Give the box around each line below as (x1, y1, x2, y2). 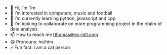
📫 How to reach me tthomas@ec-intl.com (10, 31, 99, 37)
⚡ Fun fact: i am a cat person (10, 44, 70, 50)
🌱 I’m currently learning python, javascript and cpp (10, 15, 116, 21)
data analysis (10, 26, 38, 32)
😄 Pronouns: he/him (10, 39, 53, 44)
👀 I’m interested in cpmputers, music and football (10, 10, 113, 16)
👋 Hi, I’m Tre (10, 5, 36, 10)
